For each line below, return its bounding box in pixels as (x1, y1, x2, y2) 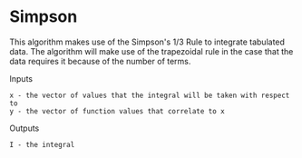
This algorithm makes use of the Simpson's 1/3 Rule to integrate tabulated (9, 36, 286, 47)
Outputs (9, 123, 40, 133)
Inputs (9, 73, 34, 84)
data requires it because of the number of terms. (9, 55, 191, 66)
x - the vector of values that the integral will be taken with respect (9, 91, 290, 100)
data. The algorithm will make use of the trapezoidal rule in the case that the (9, 45, 294, 56)
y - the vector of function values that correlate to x (9, 106, 225, 115)
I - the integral (9, 140, 75, 149)
